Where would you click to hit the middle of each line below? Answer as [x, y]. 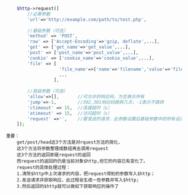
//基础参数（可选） [47, 31]
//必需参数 [38, 14]
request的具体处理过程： [44, 168]
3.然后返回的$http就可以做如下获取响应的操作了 [68, 187]
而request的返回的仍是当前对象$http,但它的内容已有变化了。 [82, 161]
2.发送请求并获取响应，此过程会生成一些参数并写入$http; [78, 180]
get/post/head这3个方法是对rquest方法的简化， [70, 142]
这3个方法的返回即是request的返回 [54, 155]
